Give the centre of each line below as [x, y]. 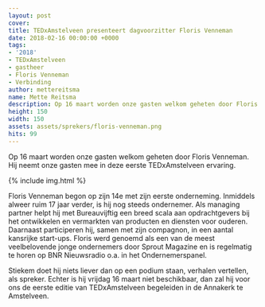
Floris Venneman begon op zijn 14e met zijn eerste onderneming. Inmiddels [132, 196]
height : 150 [28, 112]
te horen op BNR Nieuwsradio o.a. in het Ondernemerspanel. [107, 255]
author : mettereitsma [44, 89]
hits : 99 [23, 134]
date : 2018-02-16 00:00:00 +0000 [64, 38]
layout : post [30, 16]
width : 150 [26, 119]
